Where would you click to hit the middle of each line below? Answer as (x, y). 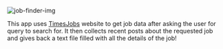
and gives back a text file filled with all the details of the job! (92, 38)
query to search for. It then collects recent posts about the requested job (110, 31)
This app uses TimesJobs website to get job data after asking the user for (112, 23)
